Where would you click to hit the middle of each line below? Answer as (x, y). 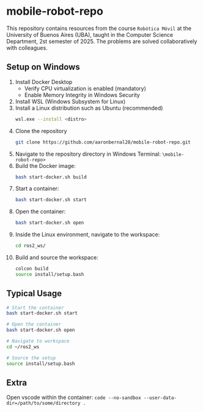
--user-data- (160, 398)
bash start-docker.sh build (51, 177)
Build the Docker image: (46, 166)
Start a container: (37, 189)
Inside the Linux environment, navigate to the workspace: (87, 235)
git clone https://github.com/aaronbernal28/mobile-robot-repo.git (103, 142)
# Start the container (35, 308)
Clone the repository (41, 131)
